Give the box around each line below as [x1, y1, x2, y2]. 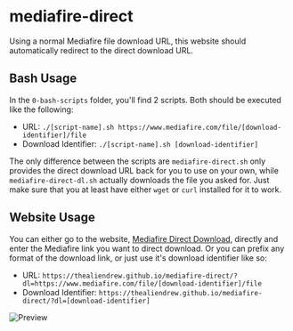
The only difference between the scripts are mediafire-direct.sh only [9, 156, 266, 166]
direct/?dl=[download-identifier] [21, 296, 151, 305]
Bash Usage [9, 71, 77, 86]
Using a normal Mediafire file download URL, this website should [9, 36, 247, 46]
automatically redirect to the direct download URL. [9, 44, 194, 55]
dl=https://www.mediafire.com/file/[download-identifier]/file [21, 279, 263, 288]
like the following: [9, 104, 74, 115]
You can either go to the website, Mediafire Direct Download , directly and [9, 233, 279, 244]
